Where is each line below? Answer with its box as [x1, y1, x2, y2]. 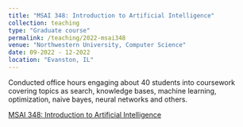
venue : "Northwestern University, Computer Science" [8, 41, 187, 49]
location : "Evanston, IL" [8, 56, 94, 64]
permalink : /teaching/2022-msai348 [8, 33, 126, 42]
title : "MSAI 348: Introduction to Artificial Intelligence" [8, 11, 215, 20]
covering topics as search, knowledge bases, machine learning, [8, 86, 217, 95]
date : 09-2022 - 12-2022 [8, 48, 91, 56]
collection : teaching [8, 19, 80, 27]
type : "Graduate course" [8, 26, 91, 34]
